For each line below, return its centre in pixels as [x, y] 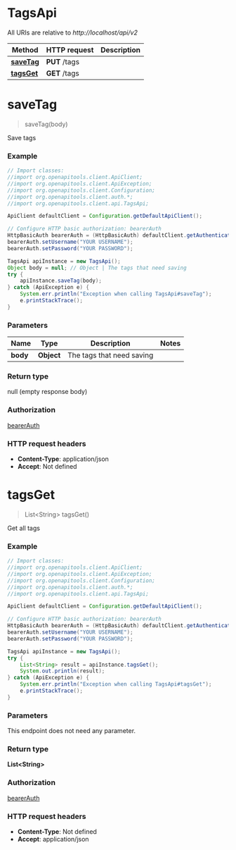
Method [25, 49]
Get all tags [24, 528]
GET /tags [63, 73]
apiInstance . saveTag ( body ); [61, 281]
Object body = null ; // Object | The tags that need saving [97, 268]
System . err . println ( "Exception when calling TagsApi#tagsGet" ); [116, 684]
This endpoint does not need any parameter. [71, 731]
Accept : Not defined [47, 466]
